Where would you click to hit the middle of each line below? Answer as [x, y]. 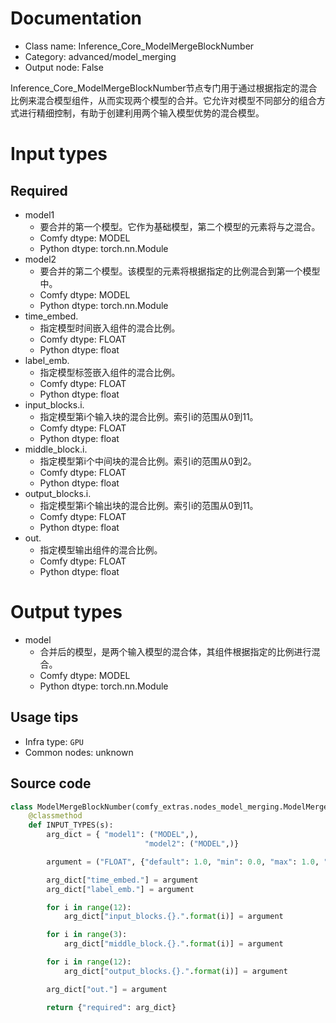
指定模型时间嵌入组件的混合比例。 [110, 328]
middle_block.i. [56, 449]
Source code [51, 783]
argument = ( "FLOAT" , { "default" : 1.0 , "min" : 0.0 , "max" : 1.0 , [183, 862]
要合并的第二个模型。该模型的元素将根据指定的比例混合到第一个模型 [180, 271]
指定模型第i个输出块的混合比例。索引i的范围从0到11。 [149, 505]
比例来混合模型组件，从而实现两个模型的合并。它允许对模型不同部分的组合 [163, 100]
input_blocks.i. [54, 404]
